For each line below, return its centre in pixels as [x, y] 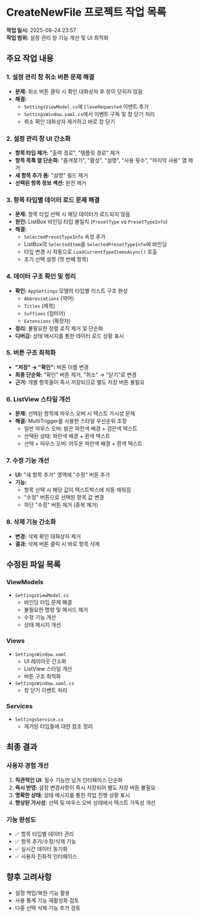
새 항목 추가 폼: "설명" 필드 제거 [51, 175]
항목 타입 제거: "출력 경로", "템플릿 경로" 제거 [67, 153]
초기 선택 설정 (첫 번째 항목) [56, 259]
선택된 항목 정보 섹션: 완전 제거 [51, 183]
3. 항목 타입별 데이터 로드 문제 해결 [53, 200]
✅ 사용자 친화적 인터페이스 [46, 856]
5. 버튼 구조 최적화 [31, 353]
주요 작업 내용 [30, 59]
